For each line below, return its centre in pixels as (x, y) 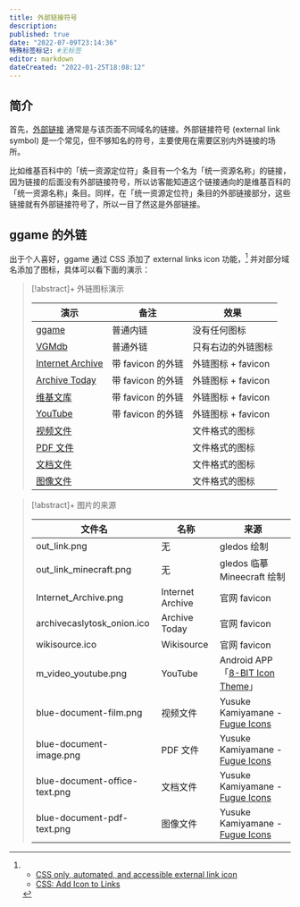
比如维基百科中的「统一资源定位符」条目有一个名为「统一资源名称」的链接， (150, 170)
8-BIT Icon (251, 674)
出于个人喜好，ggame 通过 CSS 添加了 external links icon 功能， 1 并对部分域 (150, 258)
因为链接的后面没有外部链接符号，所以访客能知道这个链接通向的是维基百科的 (150, 182)
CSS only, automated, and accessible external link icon (137, 875)
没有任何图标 (219, 330)
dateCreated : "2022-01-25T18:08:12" (77, 68)
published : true (39, 34)
